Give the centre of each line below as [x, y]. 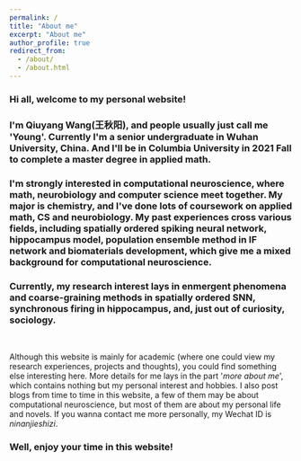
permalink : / [34, 18]
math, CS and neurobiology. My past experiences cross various [150, 217]
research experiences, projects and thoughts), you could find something [143, 366]
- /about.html [44, 68]
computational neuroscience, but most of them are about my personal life [145, 404]
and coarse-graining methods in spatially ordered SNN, [133, 297]
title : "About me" [44, 26]
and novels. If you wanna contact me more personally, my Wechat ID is [141, 413]
